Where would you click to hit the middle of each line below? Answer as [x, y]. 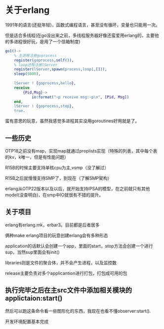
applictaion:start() [34, 299]
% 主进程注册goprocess [35, 55]
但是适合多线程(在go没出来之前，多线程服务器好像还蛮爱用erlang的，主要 [80, 35]
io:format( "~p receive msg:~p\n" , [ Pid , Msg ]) [80, 97]
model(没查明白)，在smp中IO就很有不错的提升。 [54, 195]
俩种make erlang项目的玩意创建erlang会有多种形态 [57, 235]
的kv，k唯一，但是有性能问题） [37, 157]
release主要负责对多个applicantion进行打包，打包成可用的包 [66, 273]
